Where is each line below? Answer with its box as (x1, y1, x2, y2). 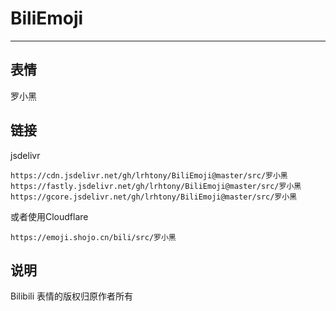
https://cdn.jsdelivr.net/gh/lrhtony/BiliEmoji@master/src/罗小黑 (10, 170, 288, 181)
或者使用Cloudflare (10, 210, 89, 222)
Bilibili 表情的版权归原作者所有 (10, 290, 134, 302)
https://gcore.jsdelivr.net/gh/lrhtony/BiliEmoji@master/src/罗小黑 (10, 192, 298, 202)
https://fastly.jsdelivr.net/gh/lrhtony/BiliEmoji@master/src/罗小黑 (10, 181, 302, 191)
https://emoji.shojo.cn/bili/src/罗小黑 (10, 232, 177, 242)
